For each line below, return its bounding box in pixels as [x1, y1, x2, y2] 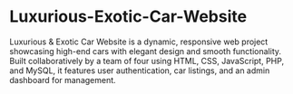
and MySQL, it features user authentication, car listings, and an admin [9, 65, 270, 76]
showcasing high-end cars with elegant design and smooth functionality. [9, 45, 282, 56]
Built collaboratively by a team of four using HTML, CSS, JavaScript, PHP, [9, 55, 284, 66]
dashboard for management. [9, 74, 116, 85]
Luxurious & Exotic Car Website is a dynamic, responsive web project [9, 36, 269, 47]
